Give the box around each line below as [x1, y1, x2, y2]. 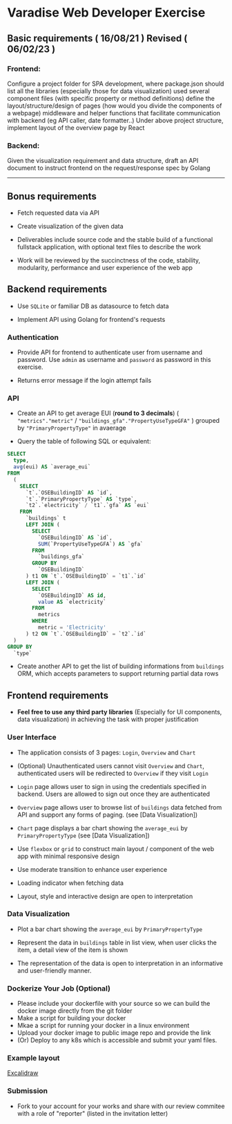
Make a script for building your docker [17, 1014, 126, 1022]
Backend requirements [7, 283, 108, 295]
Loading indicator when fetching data [17, 879, 124, 887]
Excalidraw [7, 1069, 39, 1077]
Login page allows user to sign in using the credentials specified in [17, 782, 207, 790]
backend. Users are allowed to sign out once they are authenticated [17, 790, 211, 798]
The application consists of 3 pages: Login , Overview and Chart [17, 748, 196, 756]
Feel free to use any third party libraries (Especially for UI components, [17, 708, 222, 716]
